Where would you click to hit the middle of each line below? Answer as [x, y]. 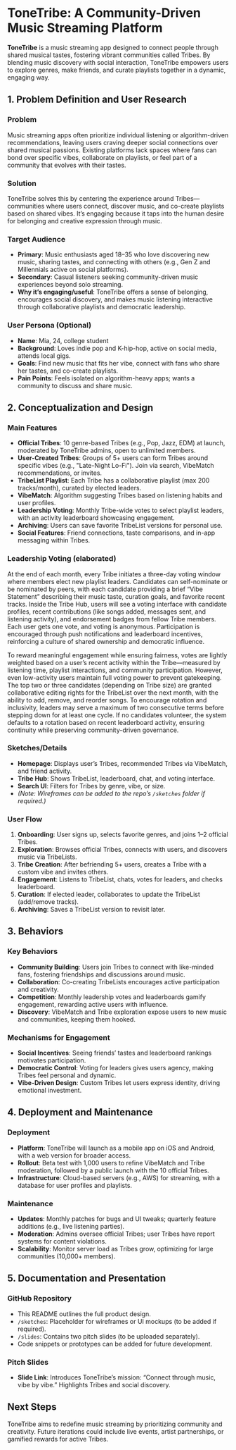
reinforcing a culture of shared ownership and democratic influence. [106, 641]
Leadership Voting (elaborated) [62, 559]
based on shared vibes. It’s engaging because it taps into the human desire [116, 213]
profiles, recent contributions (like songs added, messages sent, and [106, 612]
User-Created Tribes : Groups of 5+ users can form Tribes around [113, 458]
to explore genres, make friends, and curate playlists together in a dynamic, [117, 70]
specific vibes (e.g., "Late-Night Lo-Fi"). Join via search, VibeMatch [116, 466]
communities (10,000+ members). [66, 1256]
